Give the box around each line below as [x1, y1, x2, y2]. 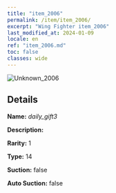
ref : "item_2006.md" [7, 42, 67, 49]
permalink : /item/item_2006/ [7, 17, 91, 23]
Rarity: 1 [7, 139, 31, 147]
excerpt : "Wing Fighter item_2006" [7, 23, 110, 30]
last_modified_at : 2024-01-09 [7, 29, 95, 37]
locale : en [7, 36, 39, 43]
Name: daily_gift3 [7, 112, 57, 121]
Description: [7, 125, 43, 134]
